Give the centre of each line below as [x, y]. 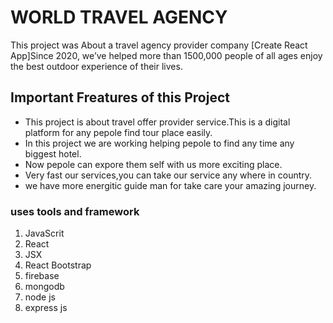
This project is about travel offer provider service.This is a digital [157, 122]
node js [40, 297]
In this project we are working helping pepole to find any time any [159, 143]
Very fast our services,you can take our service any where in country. [168, 175]
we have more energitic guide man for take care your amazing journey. [170, 185]
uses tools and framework [75, 211]
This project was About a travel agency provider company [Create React [159, 45]
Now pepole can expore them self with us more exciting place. [153, 164]
